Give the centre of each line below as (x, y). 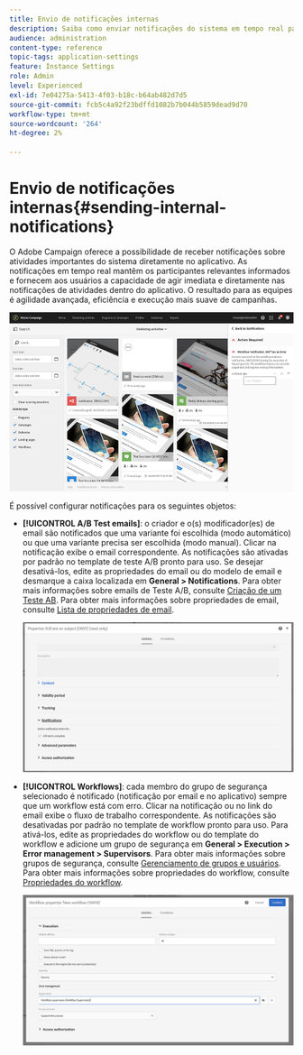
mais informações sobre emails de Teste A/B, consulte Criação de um (152, 591)
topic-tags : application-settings (74, 57)
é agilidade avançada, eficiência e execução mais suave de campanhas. (143, 299)
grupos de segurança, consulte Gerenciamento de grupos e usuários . (151, 863)
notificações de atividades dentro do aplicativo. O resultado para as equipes (151, 289)
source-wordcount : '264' (56, 124)
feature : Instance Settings (62, 67)
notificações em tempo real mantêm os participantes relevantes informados (150, 271)
